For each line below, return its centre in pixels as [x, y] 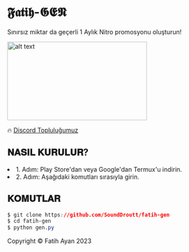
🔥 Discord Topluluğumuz [43, 130]
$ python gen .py [31, 228]
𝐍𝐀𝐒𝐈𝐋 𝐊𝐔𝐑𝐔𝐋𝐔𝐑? [48, 153]
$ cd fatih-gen [29, 221]
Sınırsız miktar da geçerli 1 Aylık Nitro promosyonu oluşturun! [94, 31]
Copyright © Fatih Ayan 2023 [50, 241]
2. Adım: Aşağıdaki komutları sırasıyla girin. [78, 177]
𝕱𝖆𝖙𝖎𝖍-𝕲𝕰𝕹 [37, 12]
